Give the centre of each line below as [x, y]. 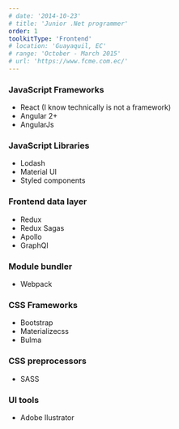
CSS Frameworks [43, 305]
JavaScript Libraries [49, 145]
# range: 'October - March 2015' [65, 54]
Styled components [53, 180]
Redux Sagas [42, 227]
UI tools [23, 400]
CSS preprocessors [47, 361]
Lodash [33, 163]
